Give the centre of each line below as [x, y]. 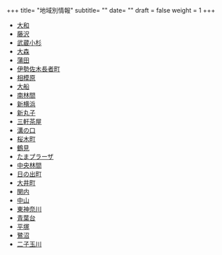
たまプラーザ [35, 157]
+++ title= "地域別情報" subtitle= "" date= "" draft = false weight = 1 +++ [111, 10]
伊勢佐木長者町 [38, 69]
